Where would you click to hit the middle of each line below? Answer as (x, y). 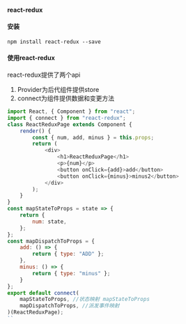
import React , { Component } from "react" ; (71, 111)
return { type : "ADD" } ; (68, 254)
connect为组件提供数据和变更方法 (66, 98)
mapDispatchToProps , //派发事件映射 (70, 306)
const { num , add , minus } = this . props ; (93, 137)
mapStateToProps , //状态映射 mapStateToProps (85, 300)
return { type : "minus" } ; (71, 273)
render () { (36, 131)
